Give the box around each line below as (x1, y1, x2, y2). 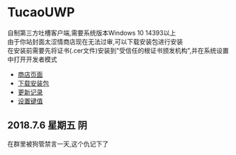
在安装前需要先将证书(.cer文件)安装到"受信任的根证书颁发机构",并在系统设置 (7, 46, 229, 54)
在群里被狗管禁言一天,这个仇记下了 (7, 139, 109, 148)
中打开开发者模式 (7, 54, 57, 64)
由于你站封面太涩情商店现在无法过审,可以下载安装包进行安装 (7, 37, 184, 46)
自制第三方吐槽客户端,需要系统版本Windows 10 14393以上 (7, 28, 176, 37)
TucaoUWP (7, 4, 75, 21)
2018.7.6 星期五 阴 (7, 120, 87, 132)
